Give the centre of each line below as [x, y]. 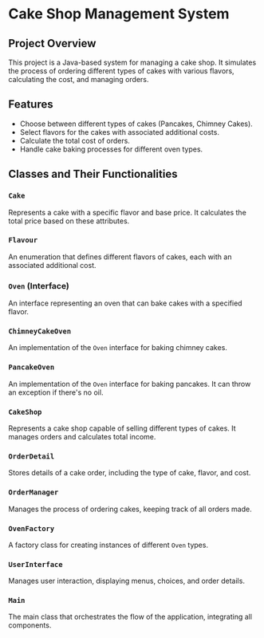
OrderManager [33, 492]
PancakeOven [32, 367]
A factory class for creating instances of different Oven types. [108, 545]
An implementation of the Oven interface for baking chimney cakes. [118, 348]
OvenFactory [32, 528]
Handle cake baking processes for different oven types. [111, 149]
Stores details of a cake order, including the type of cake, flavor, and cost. [130, 473]
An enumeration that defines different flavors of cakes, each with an [120, 257]
